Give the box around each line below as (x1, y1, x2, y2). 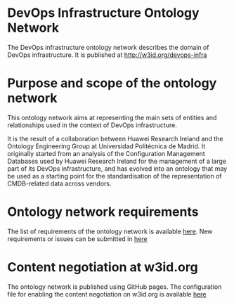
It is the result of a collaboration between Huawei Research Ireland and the (7, 134, 223, 143)
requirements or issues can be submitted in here (7, 234, 148, 243)
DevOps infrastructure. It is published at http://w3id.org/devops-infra (7, 51, 207, 59)
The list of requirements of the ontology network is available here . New (7, 227, 213, 235)
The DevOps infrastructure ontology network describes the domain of (7, 43, 209, 51)
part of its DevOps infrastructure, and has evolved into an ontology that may (7, 164, 228, 173)
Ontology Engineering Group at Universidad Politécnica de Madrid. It (7, 142, 206, 150)
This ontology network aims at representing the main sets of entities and (7, 113, 217, 122)
